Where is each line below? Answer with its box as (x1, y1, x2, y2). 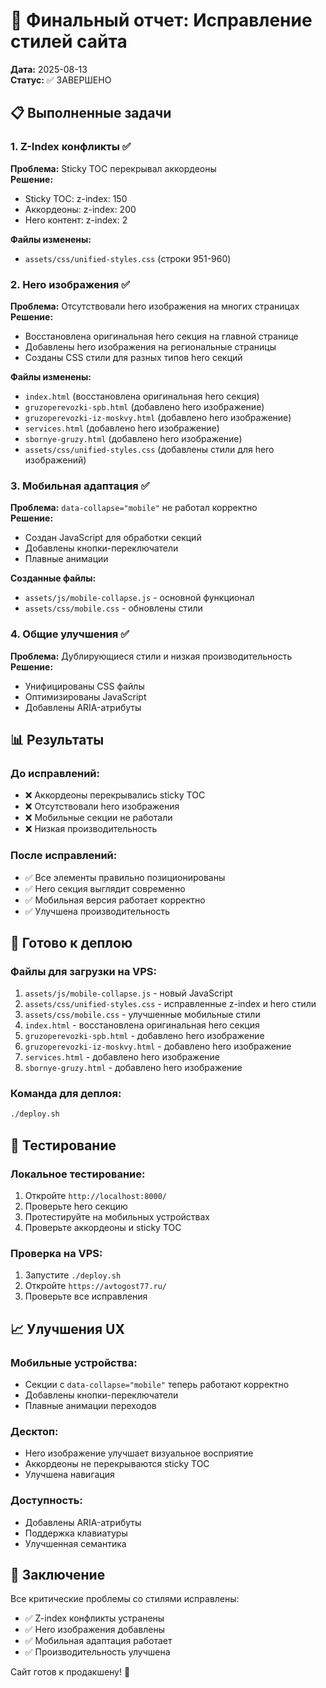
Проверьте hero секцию (24, 1200, 128, 1213)
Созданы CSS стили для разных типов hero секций (24, 351, 243, 363)
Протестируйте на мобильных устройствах (24, 1211, 210, 1223)
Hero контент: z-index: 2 (24, 214, 128, 226)
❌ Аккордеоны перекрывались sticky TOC (24, 789, 206, 801)
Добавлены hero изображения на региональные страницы (24, 340, 277, 353)
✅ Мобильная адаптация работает (24, 1635, 173, 1647)
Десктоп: (10, 1424, 59, 1438)
